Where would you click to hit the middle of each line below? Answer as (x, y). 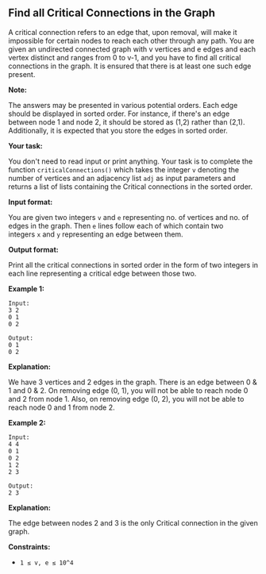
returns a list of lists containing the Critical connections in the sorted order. (130, 187)
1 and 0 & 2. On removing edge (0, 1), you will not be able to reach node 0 (128, 390)
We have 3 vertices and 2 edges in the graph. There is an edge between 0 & (133, 382)
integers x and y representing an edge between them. (96, 234)
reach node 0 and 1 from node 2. (62, 407)
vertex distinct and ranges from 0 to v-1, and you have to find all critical (125, 57)
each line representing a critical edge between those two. (102, 273)
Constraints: (29, 546)
